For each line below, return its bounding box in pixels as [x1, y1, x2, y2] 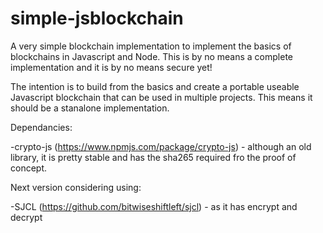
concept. [10, 162, 48, 174]
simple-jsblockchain [10, 7, 184, 30]
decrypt [10, 211, 43, 223]
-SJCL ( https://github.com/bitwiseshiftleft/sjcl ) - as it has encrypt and [10, 200, 298, 212]
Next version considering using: [10, 181, 142, 193]
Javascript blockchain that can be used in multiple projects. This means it [10, 91, 313, 103]
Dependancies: [10, 121, 73, 133]
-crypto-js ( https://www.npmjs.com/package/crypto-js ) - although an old [10, 140, 312, 152]
